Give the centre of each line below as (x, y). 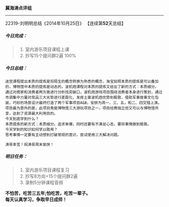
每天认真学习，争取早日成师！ (36, 199)
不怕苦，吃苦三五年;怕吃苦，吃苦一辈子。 (48, 193)
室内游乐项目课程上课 (47, 49)
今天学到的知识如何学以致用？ (31, 129)
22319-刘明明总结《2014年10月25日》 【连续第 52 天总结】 (66, 23)
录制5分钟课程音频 (44, 182)
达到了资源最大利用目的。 (35, 113)
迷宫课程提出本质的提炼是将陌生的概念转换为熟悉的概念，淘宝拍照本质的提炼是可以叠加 (82, 81)
